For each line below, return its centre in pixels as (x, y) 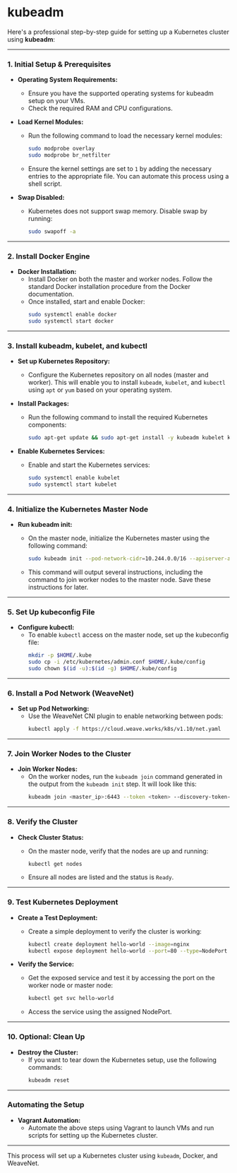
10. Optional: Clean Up (46, 1037)
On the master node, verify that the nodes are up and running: (118, 851)
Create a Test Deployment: (57, 917)
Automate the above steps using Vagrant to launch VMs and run (121, 1128)
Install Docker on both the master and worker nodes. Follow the (120, 279)
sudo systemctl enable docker (73, 315)
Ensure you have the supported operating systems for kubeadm (121, 93)
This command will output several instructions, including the (115, 572)
